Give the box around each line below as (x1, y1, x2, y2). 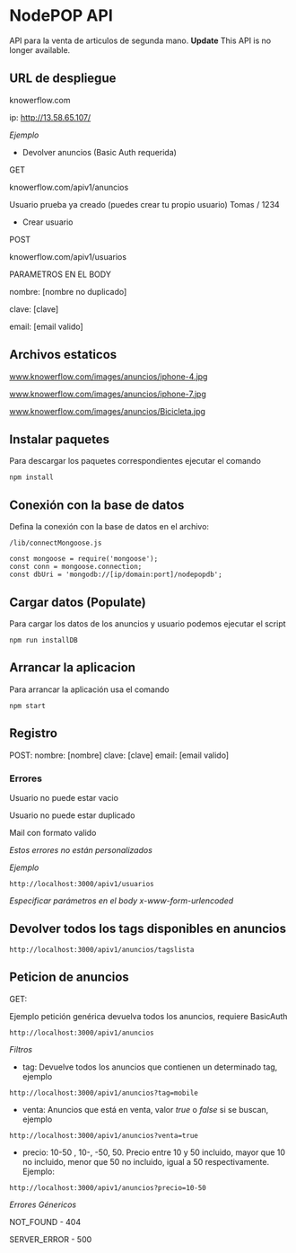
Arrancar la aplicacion (9, 660, 136, 675)
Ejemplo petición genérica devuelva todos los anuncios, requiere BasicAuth (9, 1010, 288, 1021)
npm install (9, 473, 54, 482)
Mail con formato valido (9, 827, 97, 838)
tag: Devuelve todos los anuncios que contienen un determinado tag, (22, 1062, 278, 1072)
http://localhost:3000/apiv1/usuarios (9, 879, 154, 888)
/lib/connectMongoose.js (9, 538, 102, 548)
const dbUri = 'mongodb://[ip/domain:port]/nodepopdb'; (9, 570, 222, 580)
